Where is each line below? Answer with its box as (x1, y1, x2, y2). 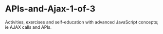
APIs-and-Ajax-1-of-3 (5, 3, 96, 14)
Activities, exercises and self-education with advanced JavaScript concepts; (5, 19, 159, 25)
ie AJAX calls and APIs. (5, 24, 52, 30)
